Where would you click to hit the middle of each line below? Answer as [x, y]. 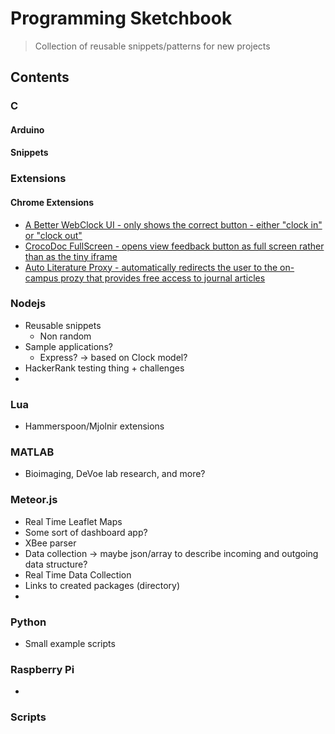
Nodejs [28, 304]
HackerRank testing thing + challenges [104, 368]
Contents [40, 77]
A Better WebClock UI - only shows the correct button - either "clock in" [173, 224]
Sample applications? [68, 346]
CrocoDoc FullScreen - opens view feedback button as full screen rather [174, 246]
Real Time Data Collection [78, 574]
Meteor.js [34, 500]
